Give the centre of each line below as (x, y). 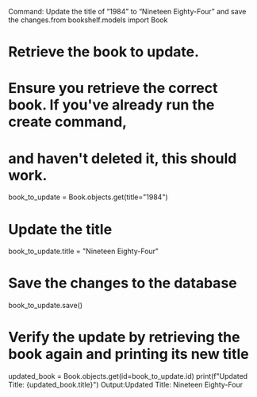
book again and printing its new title (129, 355)
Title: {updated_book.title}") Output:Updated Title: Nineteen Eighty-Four (126, 385)
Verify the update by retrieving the (124, 337)
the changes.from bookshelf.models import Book (88, 20)
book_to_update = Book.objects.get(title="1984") (88, 197)
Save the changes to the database (123, 283)
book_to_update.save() (46, 306)
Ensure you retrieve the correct (113, 89)
